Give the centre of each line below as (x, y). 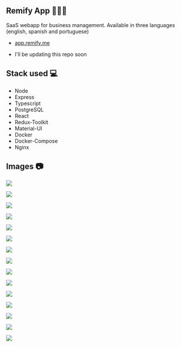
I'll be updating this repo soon (51, 54)
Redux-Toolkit (31, 122)
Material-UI (28, 128)
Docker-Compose (36, 141)
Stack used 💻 (32, 73)
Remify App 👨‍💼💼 (37, 11)
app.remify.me (32, 42)
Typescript (28, 103)
